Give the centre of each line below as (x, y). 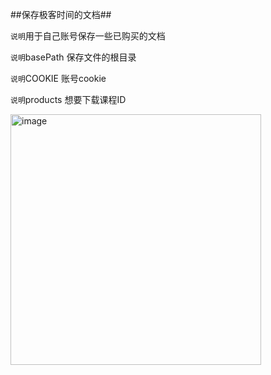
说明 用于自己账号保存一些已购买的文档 (88, 36)
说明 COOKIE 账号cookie (58, 78)
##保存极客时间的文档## (61, 14)
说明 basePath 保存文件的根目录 (73, 57)
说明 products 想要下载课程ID (68, 99)
